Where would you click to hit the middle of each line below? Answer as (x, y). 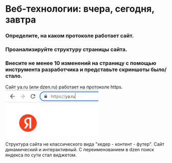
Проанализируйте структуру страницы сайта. (66, 50)
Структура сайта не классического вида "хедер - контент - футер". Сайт (85, 144)
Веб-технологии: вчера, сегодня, (80, 9)
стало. (14, 76)
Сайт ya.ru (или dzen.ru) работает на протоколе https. (64, 87)
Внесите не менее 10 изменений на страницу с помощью (81, 63)
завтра (21, 20)
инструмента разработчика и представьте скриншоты (78, 69)
